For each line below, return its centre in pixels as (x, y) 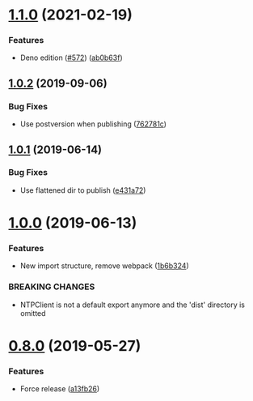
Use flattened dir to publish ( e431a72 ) (83, 190)
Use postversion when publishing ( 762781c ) (93, 124)
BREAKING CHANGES (52, 287)
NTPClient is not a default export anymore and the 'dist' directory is (132, 305)
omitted (33, 313)
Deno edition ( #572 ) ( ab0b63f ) (71, 58)
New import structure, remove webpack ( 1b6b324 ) (104, 266)
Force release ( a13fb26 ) (60, 389)
